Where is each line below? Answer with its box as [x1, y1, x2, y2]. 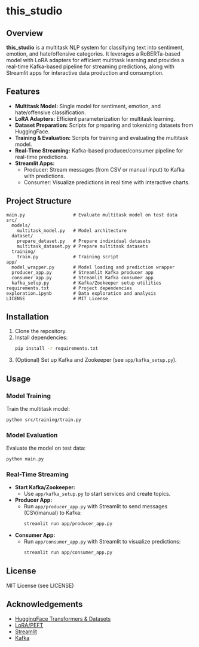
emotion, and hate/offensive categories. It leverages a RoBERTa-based [6, 50, 180, 57]
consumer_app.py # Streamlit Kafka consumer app [11, 274, 154, 280]
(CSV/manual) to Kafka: [23, 509, 82, 517]
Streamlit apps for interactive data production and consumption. [6, 69, 164, 76]
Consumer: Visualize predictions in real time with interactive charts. [23, 178, 190, 186]
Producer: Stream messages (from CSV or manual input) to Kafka [23, 166, 185, 173]
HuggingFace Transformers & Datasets [14, 615, 111, 622]
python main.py [6, 456, 44, 462]
